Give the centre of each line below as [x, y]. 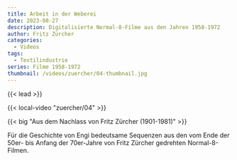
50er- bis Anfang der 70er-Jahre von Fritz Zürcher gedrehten [97, 142]
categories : [25, 41]
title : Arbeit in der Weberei [52, 14]
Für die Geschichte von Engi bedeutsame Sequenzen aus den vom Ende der [118, 135]
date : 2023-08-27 [33, 21]
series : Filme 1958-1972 [44, 67]
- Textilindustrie [41, 60]
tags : [15, 54]
